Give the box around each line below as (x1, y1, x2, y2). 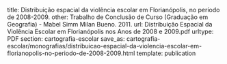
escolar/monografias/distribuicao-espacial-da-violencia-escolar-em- (7, 42, 202, 50)
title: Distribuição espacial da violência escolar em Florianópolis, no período (7, 6, 220, 14)
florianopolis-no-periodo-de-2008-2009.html (7, 49, 135, 57)
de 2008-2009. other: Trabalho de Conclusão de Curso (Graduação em (7, 13, 209, 21)
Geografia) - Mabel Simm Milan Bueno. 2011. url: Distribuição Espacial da (7, 20, 213, 28)
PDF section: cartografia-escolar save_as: (7, 35, 125, 43)
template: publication (136, 49, 196, 57)
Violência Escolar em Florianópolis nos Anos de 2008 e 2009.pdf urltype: (7, 27, 214, 35)
